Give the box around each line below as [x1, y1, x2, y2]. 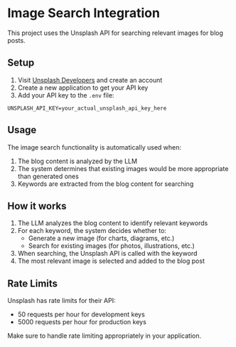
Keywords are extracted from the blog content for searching [17, 180, 194, 188]
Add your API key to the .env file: [17, 90, 114, 99]
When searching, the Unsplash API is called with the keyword [17, 249, 198, 258]
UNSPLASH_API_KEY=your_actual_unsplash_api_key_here [7, 105, 167, 112]
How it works [7, 200, 67, 212]
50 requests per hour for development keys [17, 310, 146, 318]
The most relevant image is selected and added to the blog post [17, 257, 205, 265]
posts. [7, 36, 26, 44]
